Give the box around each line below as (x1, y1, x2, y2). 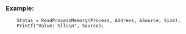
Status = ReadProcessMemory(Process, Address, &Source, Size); (16, 18, 181, 24)
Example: (5, 4, 34, 13)
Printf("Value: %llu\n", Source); (16, 23, 104, 29)
